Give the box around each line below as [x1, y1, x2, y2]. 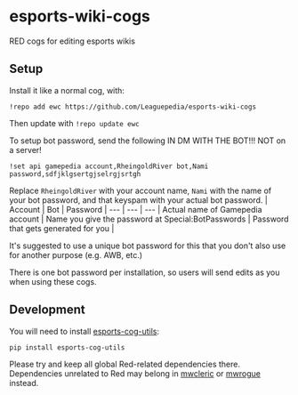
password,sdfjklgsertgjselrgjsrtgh [9, 169, 141, 179]
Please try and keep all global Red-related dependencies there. [9, 359, 240, 369]
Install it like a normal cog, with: [9, 85, 125, 95]
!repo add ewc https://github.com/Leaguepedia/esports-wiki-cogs [9, 102, 256, 111]
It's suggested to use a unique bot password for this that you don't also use [9, 240, 286, 251]
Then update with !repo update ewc [9, 117, 140, 128]
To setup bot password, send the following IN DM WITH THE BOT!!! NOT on [9, 135, 286, 146]
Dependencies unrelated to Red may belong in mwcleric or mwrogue [9, 367, 261, 379]
